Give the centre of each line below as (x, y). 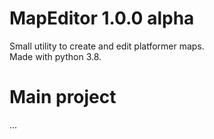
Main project (63, 97)
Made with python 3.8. (55, 56)
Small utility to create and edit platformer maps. (107, 46)
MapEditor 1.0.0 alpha (102, 18)
